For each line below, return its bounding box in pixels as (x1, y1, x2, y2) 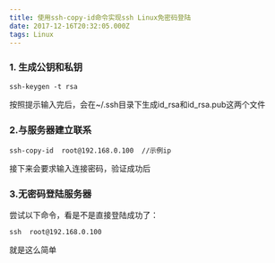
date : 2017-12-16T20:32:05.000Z (9, 22, 130, 31)
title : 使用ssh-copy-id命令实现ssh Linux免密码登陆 (9, 13, 192, 22)
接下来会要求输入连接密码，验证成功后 (9, 162, 150, 173)
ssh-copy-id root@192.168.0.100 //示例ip (9, 145, 172, 155)
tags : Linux (9, 30, 54, 39)
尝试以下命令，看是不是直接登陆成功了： (9, 210, 159, 221)
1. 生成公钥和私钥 (9, 61, 83, 74)
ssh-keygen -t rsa (9, 82, 78, 91)
